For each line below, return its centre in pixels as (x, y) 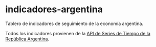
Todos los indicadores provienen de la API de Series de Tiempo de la (78, 33)
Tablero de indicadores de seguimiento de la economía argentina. (74, 24)
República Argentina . (27, 39)
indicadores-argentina (54, 9)
